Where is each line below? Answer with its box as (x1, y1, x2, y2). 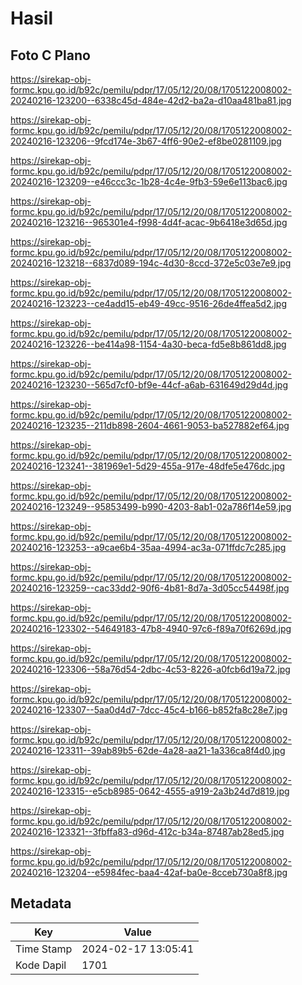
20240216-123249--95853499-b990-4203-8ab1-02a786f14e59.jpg (10, 501, 292, 512)
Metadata (10, 895, 72, 912)
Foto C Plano (10, 47, 91, 64)
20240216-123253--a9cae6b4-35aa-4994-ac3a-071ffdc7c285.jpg (10, 542, 287, 553)
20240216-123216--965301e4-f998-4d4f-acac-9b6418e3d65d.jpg (10, 217, 288, 228)
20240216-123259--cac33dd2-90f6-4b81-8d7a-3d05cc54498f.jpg (10, 582, 290, 594)
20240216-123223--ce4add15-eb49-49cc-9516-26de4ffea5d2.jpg (10, 298, 288, 309)
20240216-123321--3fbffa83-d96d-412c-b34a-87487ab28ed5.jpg (10, 826, 285, 837)
